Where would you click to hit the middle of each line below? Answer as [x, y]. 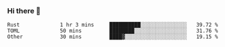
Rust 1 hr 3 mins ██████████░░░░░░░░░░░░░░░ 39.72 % [112, 25]
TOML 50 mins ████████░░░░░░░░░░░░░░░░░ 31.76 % [112, 31]
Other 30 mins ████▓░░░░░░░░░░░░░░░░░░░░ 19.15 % [112, 37]
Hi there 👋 [24, 11]
